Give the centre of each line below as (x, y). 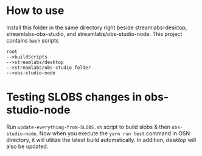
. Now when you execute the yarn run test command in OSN (113, 133)
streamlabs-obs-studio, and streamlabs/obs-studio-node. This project (94, 34)
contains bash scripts (33, 40)
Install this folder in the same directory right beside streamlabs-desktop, (97, 27)
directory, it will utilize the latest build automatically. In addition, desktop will (101, 140)
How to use (35, 11)
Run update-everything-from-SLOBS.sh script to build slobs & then (88, 127)
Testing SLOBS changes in (74, 97)
